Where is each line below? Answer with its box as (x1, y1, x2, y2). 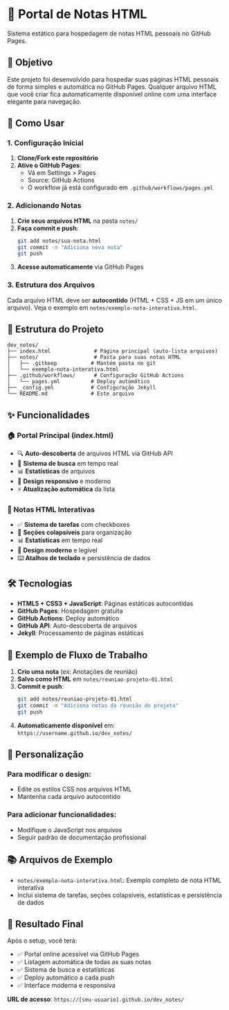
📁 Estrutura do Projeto (7, 323, 104, 335)
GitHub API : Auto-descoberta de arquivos (17, 621, 137, 630)
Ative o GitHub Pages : (17, 161, 82, 169)
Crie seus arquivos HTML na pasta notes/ (17, 217, 138, 225)
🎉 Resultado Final (7, 918, 84, 929)
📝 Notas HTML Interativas (7, 505, 95, 514)
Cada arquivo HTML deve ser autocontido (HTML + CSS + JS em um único (7, 296, 223, 304)
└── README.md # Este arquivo (7, 390, 135, 398)
